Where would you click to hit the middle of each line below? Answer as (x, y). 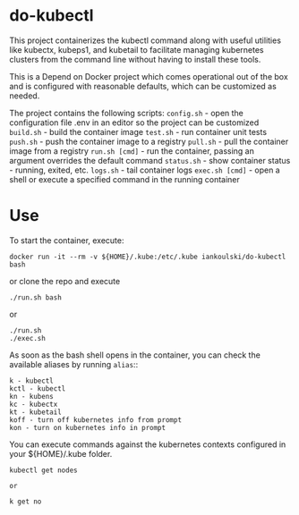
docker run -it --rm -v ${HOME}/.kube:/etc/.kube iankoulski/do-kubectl (148, 257)
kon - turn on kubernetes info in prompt (88, 427)
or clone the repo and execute (65, 281)
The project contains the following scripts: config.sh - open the (127, 113)
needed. (25, 96)
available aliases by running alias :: (74, 364)
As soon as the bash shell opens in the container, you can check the (135, 355)
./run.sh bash (36, 297)
